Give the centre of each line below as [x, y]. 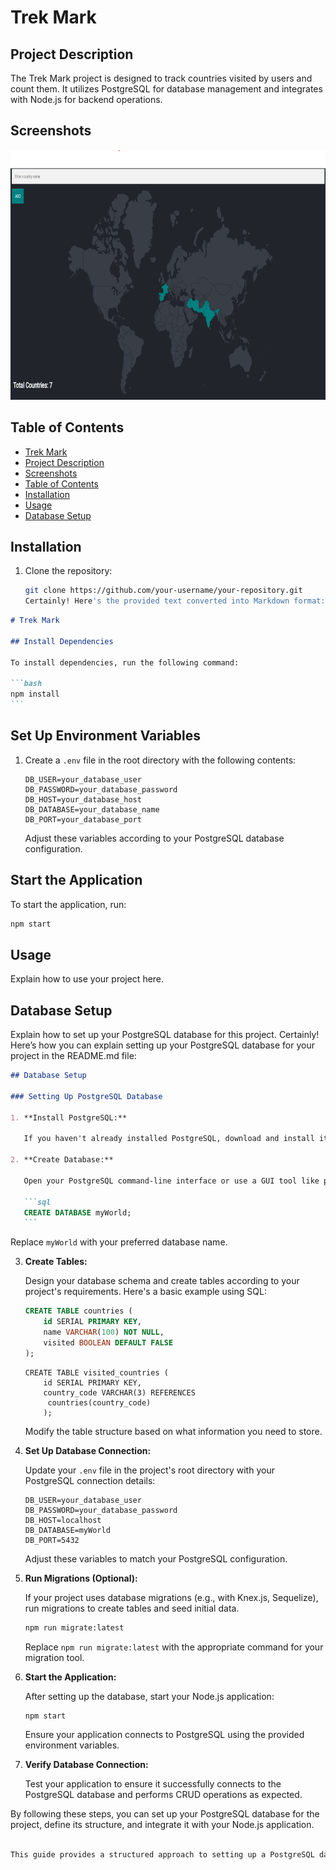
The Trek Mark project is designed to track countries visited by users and [161, 78]
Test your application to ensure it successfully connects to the [153, 1784]
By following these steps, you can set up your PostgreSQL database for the [165, 1814]
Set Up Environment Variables [106, 736]
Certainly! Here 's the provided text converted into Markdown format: [175, 601]
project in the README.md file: [73, 1056]
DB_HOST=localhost [63, 1520]
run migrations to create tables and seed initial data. [132, 1608]
